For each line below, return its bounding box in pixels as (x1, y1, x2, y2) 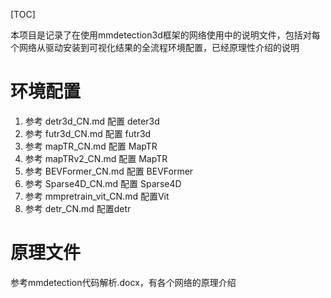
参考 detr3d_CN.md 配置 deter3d (24, 115, 160, 127)
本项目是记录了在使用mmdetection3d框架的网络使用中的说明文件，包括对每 (10, 29, 321, 41)
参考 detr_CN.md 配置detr (24, 202, 132, 214)
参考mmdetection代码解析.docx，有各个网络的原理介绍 (10, 276, 237, 288)
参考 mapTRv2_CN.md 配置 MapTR (24, 152, 168, 164)
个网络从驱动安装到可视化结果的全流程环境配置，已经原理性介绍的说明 (10, 42, 300, 53)
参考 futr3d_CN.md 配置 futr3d (24, 127, 152, 139)
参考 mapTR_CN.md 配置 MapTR (24, 140, 158, 152)
